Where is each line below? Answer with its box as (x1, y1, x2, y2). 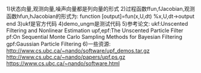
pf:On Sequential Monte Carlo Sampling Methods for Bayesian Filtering (6, 34, 182, 40)
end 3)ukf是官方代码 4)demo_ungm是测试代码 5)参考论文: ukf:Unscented (6, 20, 188, 27)
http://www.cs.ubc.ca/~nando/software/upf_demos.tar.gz (6, 47, 150, 54)
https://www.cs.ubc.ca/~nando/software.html (6, 60, 120, 67)
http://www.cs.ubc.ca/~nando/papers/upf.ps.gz (6, 53, 126, 60)
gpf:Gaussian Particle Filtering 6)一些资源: (6, 41, 111, 47)
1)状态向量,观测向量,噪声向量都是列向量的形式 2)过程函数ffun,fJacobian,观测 (6, 5, 195, 12)
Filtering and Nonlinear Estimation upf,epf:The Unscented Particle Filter (6, 27, 183, 34)
